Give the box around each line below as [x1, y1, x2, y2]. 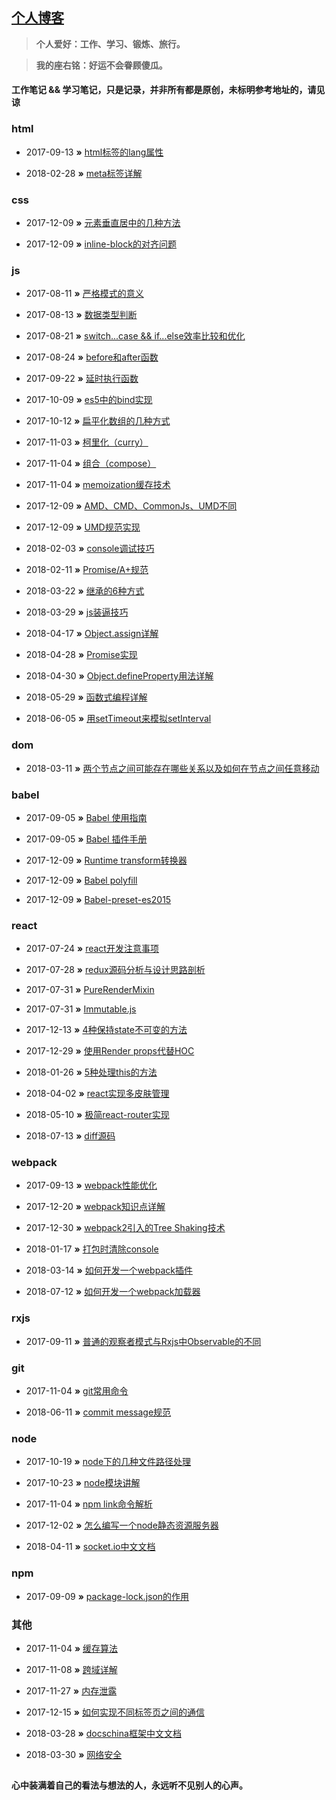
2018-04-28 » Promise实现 [25, 649, 138, 661]
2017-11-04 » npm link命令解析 [25, 1498, 153, 1510]
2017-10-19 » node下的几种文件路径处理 [25, 1456, 192, 1468]
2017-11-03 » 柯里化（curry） [25, 436, 149, 448]
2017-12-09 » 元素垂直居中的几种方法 [25, 217, 181, 228]
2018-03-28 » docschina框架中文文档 [25, 1727, 182, 1739]
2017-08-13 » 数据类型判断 [25, 309, 138, 321]
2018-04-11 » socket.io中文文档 [25, 1541, 156, 1553]
